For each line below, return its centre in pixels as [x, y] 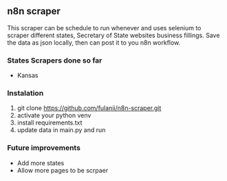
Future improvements [44, 148]
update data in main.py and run [61, 130]
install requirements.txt [50, 123]
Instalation [25, 94]
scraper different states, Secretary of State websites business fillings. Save [113, 35]
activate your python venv [54, 116]
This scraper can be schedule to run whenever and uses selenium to [104, 28]
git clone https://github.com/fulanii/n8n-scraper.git [89, 108]
